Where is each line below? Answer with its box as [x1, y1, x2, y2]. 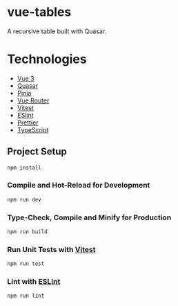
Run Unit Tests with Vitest [7, 244, 96, 254]
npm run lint [7, 292, 45, 300]
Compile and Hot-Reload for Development [7, 181, 150, 190]
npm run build [7, 228, 48, 235]
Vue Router [17, 96, 50, 105]
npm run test [7, 260, 45, 267]
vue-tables [7, 4, 72, 20]
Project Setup [7, 146, 68, 158]
